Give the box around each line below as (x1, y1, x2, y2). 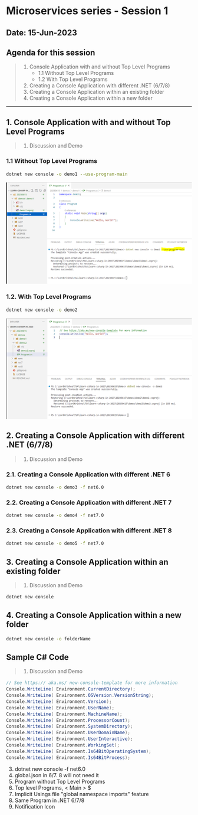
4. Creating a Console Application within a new (6, 610, 181, 620)
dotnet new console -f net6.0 (14, 765, 86, 773)
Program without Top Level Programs (14, 778, 105, 785)
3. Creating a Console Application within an (6, 557, 169, 567)
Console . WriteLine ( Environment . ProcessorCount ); (6, 717, 131, 724)
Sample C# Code (6, 652, 69, 662)
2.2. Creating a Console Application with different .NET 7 (6, 498, 172, 506)
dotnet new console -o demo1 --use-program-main (6, 171, 128, 177)
